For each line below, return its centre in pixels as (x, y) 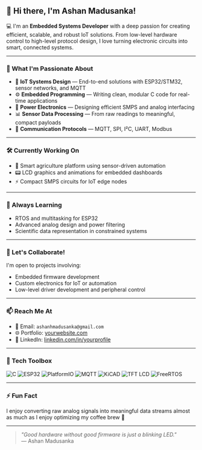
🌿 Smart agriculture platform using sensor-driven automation (90, 166)
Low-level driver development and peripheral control (80, 290)
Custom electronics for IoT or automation (66, 283)
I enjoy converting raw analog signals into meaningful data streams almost (98, 411)
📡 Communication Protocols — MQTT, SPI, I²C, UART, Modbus (93, 129)
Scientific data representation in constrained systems (81, 231)
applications (42, 101)
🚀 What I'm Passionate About (50, 68)
